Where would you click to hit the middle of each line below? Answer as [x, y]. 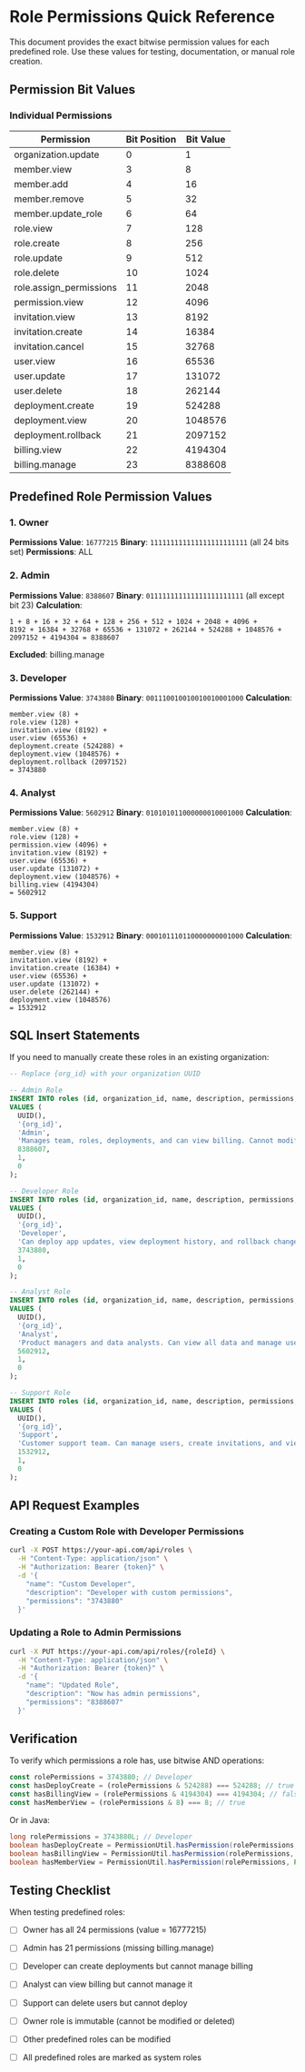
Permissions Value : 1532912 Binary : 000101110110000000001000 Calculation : [151, 935]
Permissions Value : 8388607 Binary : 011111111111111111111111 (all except [147, 595]
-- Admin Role [36, 1091]
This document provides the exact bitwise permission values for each [139, 42]
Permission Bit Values [73, 89]
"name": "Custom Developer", [81, 1584]
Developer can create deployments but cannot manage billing [138, 1966]
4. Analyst [33, 792]
